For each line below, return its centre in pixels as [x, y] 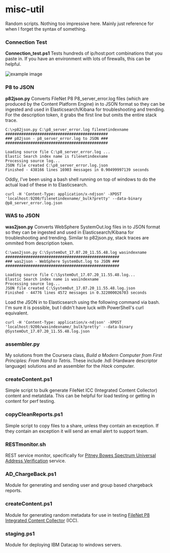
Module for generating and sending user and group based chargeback [79, 485]
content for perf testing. [30, 401]
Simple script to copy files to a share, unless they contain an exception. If [82, 425]
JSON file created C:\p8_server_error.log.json [57, 165]
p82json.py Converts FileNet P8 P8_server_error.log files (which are [77, 99]
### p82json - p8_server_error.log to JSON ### [57, 138]
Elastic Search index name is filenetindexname [57, 156]
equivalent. [17, 313]
